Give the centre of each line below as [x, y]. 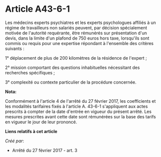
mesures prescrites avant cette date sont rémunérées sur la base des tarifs [80, 116]
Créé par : [15, 141]
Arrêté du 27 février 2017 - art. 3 [45, 150]
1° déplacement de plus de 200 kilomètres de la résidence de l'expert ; [76, 58]
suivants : [15, 48]
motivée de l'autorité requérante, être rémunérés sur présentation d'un [76, 33]
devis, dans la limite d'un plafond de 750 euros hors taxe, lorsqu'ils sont [77, 38]
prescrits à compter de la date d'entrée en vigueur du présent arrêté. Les [78, 112]
